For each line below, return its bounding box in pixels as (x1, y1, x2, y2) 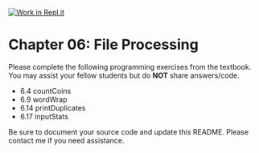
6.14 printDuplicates (19, 103, 86, 112)
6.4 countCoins (19, 86, 72, 95)
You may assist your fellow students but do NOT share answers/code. (8, 70, 240, 80)
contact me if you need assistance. (8, 135, 125, 145)
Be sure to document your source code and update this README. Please (8, 127, 249, 136)
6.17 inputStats (19, 111, 68, 121)
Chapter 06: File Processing (8, 36, 199, 54)
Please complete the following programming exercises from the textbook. (8, 62, 252, 71)
